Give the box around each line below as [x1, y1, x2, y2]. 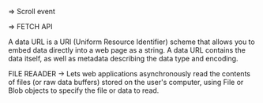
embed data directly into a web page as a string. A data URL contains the [8, 46, 246, 54]
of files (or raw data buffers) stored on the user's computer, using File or [8, 78, 244, 86]
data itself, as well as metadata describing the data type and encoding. [8, 54, 239, 63]
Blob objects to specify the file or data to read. [8, 86, 160, 95]
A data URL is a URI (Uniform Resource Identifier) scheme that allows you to [8, 37, 255, 46]
